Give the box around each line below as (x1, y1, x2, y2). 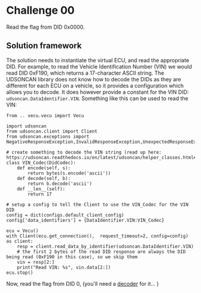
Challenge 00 (6, 4, 75, 17)
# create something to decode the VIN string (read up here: (6, 149, 162, 155)
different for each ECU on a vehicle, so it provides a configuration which (6, 82, 184, 89)
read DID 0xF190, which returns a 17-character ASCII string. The (6, 69, 165, 77)
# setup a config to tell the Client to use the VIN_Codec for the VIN (6, 202, 188, 207)
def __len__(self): (17, 186, 66, 192)
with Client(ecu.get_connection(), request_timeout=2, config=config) (6, 233, 188, 239)
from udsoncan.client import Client (6, 128, 98, 135)
